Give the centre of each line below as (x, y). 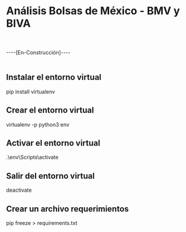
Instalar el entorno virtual (54, 77)
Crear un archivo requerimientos (68, 209)
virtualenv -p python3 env (38, 124)
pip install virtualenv (31, 91)
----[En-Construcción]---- (39, 52)
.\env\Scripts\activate (32, 157)
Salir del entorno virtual (50, 176)
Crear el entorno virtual (50, 110)
